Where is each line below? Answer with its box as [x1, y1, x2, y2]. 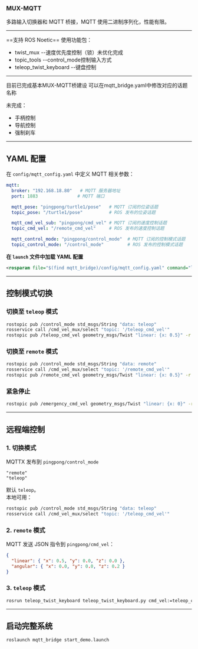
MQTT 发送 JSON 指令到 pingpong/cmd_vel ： [6, 541, 115, 547]
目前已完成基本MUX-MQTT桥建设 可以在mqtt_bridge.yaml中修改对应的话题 [6, 82, 188, 89]
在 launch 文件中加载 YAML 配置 [6, 253, 84, 260]
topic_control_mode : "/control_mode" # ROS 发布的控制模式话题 [11, 242, 183, 248]
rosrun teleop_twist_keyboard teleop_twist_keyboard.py [6, 598, 146, 603]
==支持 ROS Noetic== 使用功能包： [6, 37, 93, 44]
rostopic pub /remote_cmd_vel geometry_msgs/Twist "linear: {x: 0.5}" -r [6, 372, 192, 378]
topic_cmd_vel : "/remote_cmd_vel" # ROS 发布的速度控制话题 [11, 226, 165, 232]
